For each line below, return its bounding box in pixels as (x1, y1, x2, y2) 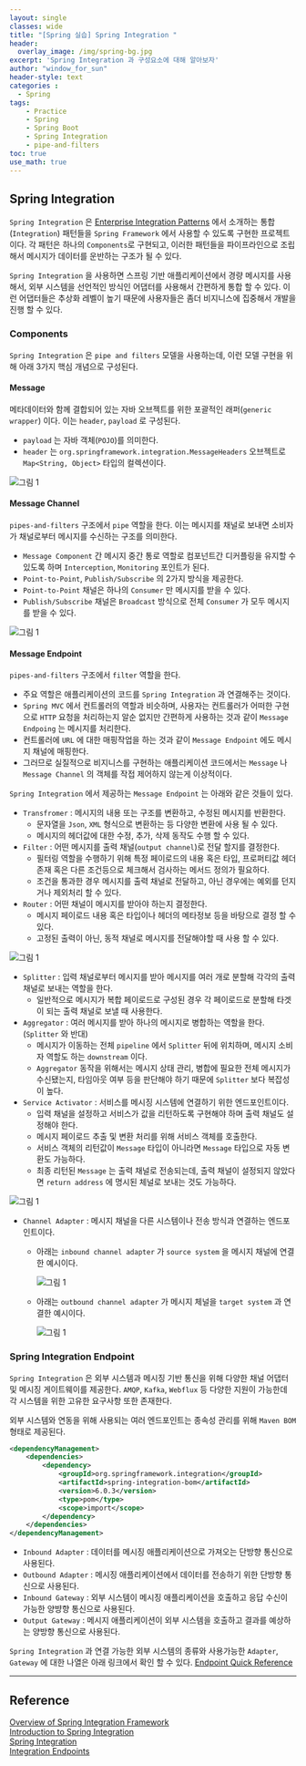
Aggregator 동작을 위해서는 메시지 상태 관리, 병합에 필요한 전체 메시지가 (36, 1063, 291, 1074)
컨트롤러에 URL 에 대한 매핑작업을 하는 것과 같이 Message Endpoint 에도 (22, 735, 275, 746)
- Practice (25, 107, 67, 116)
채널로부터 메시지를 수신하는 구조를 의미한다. (18, 531, 178, 542)
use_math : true (9, 157, 67, 167)
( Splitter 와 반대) (22, 1028, 88, 1039)
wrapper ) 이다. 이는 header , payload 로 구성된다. (9, 415, 180, 426)
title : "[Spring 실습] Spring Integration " (9, 30, 178, 39)
